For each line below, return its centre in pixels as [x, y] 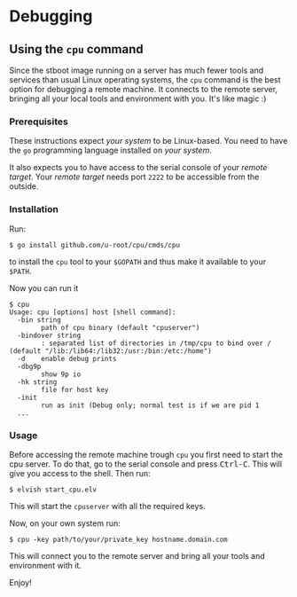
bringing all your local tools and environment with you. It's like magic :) [138, 98]
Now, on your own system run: [65, 523]
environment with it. [46, 565]
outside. [24, 186]
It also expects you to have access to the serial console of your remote [138, 168]
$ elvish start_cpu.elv [53, 490]
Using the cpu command [76, 49]
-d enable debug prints [67, 358]
